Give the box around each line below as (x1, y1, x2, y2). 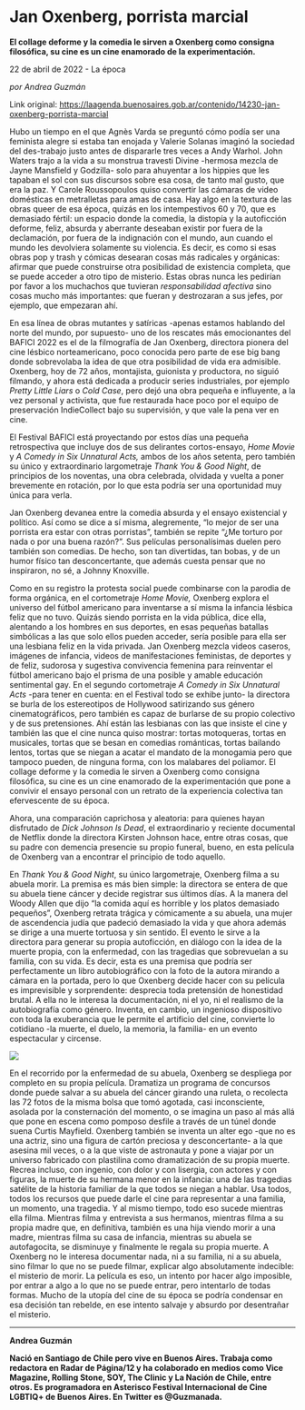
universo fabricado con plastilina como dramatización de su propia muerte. (9, 1154, 290, 1165)
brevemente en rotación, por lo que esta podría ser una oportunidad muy (9, 480, 282, 491)
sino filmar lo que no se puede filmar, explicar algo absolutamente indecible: (9, 1260, 295, 1271)
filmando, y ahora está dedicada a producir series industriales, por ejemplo (9, 375, 290, 386)
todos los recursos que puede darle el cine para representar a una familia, (9, 1193, 286, 1204)
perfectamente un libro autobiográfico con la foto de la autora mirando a (9, 965, 280, 976)
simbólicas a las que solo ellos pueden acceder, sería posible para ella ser (9, 631, 287, 641)
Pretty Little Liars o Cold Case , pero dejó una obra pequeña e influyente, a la (9, 384, 296, 396)
